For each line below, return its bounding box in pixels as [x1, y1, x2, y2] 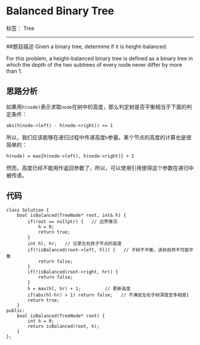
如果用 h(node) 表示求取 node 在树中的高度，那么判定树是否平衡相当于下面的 [6, 103, 187, 110]
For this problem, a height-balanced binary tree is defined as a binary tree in [6, 55, 193, 62]
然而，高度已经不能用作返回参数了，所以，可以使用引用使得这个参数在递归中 [6, 164, 194, 171]
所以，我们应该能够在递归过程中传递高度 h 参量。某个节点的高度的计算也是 [6, 133, 186, 141]
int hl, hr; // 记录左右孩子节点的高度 [27, 240, 122, 247]
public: [6, 307, 26, 313]
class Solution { [6, 207, 49, 213]
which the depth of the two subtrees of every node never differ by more [6, 61, 183, 68]
